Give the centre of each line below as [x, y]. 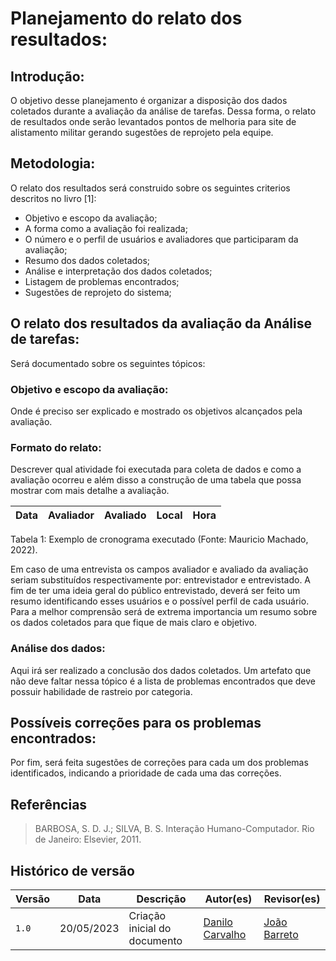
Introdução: [47, 76]
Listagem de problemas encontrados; [102, 281]
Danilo [218, 922]
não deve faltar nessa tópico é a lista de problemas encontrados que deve [163, 681]
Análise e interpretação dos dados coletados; [118, 271]
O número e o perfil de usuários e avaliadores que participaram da [161, 239]
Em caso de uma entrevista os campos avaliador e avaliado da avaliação [159, 569]
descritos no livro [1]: [53, 198]
